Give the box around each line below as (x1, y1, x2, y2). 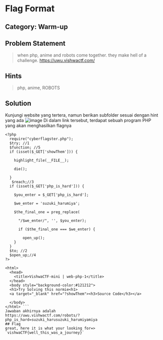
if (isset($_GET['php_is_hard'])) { (9, 184, 84, 189)
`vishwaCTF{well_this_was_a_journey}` (5, 330, 84, 335)
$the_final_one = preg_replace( (14, 210, 80, 215)
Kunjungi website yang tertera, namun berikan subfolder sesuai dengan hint (5, 112, 159, 118)
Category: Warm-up (5, 23, 68, 31)
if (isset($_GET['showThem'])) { (9, 150, 78, 155)
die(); (14, 167, 27, 172)
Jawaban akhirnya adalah (5, 309, 56, 314)
